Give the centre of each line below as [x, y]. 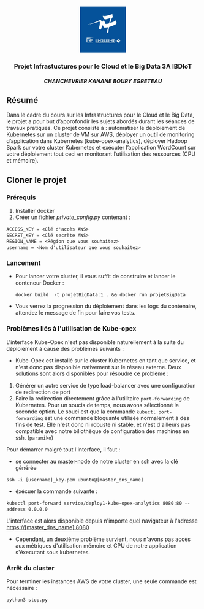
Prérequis [21, 197]
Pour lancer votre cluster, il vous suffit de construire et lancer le [95, 277]
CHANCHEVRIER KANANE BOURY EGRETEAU [103, 81]
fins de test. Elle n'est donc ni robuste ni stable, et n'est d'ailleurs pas [103, 424]
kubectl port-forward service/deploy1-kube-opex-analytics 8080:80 [94, 503]
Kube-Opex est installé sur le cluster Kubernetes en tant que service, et [105, 360]
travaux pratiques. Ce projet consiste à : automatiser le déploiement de [96, 128]
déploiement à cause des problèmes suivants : [65, 348]
